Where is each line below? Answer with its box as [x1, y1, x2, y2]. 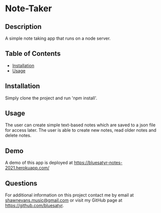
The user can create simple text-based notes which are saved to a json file [5, 122, 156, 128]
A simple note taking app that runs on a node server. [5, 35, 111, 41]
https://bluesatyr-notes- [74, 160, 123, 166]
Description [5, 23, 42, 31]
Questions [5, 179, 38, 188]
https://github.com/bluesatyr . [5, 203, 64, 209]
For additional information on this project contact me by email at [5, 192, 134, 198]
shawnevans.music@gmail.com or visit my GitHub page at [5, 197, 122, 203]
